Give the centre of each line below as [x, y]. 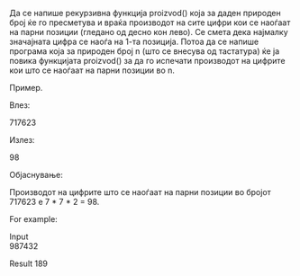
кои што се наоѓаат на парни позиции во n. [92, 70]
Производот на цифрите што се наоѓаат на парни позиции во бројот [141, 192]
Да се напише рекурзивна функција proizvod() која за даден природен [145, 13]
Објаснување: [36, 175]
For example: [34, 219]
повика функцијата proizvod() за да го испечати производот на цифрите [147, 61]
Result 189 [28, 263]
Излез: [22, 140]
